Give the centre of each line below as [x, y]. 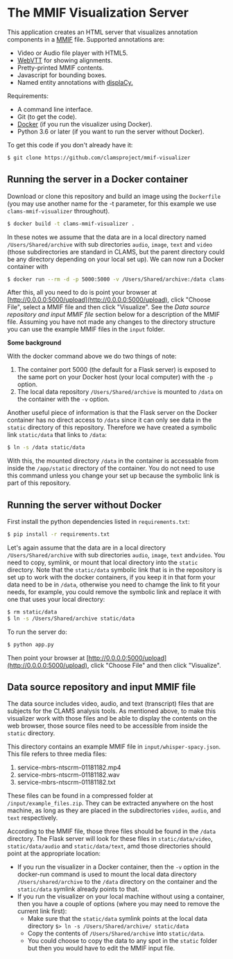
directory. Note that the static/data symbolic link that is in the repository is [115, 569]
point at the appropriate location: [54, 853]
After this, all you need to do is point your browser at [82, 293]
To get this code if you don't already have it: [70, 145]
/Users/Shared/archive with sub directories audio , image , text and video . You [116, 555]
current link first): [42, 911]
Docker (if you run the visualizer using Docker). [85, 124]
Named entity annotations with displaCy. [75, 82]
